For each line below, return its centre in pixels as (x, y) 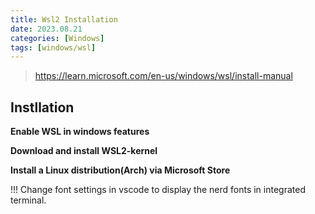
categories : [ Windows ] (57, 38)
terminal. (28, 200)
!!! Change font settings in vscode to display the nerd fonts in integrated (158, 190)
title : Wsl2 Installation (64, 19)
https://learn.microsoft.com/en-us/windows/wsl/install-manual (163, 76)
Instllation (42, 107)
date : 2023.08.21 (46, 29)
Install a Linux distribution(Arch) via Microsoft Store (120, 170)
